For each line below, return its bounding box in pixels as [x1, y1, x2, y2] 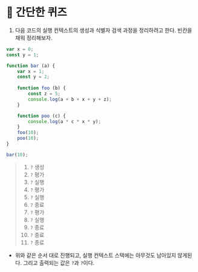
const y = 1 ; [6, 52, 39, 58]
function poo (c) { [17, 113, 66, 119]
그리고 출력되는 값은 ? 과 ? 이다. [23, 259, 95, 266]
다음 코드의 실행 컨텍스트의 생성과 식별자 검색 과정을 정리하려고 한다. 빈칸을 [14, 27, 193, 34]
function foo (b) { [17, 85, 66, 91]
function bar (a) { [6, 63, 56, 69]
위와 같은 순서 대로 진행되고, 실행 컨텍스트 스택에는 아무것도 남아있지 [14, 251, 176, 259]
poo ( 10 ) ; [17, 135, 39, 142]
